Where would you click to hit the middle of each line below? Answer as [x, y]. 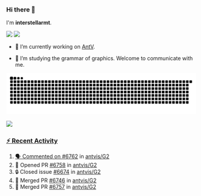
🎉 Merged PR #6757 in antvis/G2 [55, 187]
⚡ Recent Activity [32, 141]
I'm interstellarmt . [29, 23]
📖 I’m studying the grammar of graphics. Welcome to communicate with [104, 58]
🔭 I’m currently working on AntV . [55, 47]
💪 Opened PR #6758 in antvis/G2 [56, 165]
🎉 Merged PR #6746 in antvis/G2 [56, 180]
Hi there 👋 [21, 10]
